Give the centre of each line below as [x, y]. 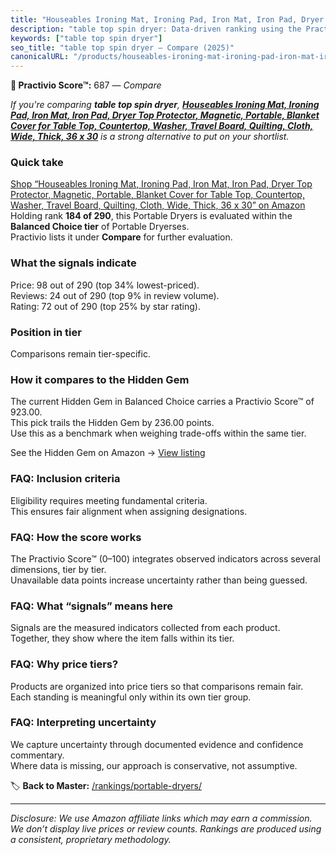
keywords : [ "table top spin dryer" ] [86, 38]
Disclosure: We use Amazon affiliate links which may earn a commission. [161, 818]
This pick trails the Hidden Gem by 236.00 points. [112, 423]
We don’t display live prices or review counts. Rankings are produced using [166, 828]
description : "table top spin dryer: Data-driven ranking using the [156, 29]
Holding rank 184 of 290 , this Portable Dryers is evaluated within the [151, 216]
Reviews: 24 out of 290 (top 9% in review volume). [115, 295]
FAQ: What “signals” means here [92, 606]
